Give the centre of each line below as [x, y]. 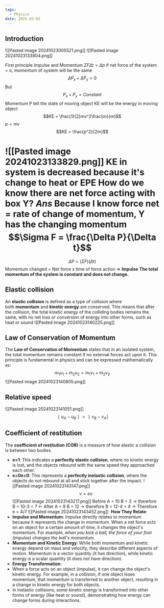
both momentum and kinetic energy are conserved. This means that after [80, 307]
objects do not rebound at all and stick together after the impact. [77, 480]
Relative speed [28, 397]
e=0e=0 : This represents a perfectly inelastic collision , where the [79, 475]
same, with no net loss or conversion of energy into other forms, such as [78, 317]
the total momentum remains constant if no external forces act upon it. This [81, 355]
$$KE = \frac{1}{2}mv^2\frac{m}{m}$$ [82, 116]
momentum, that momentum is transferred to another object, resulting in [85, 579]
